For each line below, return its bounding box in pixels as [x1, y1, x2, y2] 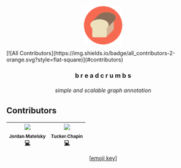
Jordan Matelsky [9, 133, 46, 139]
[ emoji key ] [88, 155, 118, 162]
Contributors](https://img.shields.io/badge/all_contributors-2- [19, 50, 175, 56]
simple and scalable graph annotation [55, 86, 152, 94]
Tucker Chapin [51, 133, 83, 139]
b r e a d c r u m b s [74, 71, 132, 80]
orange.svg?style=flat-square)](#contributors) [6, 56, 124, 63]
